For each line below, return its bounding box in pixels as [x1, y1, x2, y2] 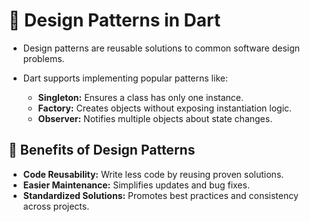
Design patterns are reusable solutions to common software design [22, 42, 301, 54]
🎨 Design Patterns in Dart [8, 9, 221, 32]
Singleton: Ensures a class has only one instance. [37, 91, 244, 103]
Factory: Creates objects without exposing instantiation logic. [37, 102, 293, 114]
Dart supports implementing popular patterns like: [22, 72, 228, 84]
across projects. [22, 200, 90, 212]
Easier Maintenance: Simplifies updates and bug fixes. [22, 179, 250, 191]
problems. [22, 52, 65, 64]
